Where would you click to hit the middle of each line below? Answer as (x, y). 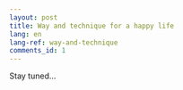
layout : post (34, 17)
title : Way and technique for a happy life (92, 26)
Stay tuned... (33, 76)
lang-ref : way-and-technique (64, 42)
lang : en (26, 34)
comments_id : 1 (38, 51)
